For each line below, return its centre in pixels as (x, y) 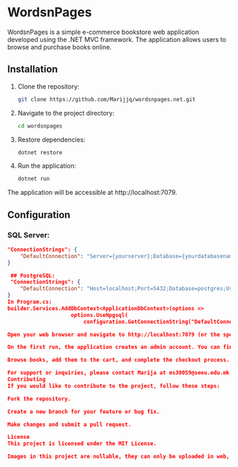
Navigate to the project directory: (66, 113)
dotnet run (34, 179)
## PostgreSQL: (33, 276)
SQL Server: (29, 235)
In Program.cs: (30, 302)
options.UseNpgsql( (100, 315)
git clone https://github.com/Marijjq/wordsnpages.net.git (107, 99)
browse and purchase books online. (59, 47)
